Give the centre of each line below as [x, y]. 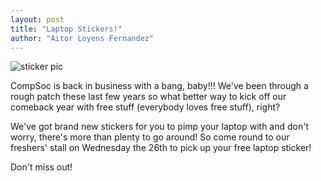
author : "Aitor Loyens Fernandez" [82, 38]
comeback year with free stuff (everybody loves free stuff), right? [145, 107]
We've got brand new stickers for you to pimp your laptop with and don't [160, 127]
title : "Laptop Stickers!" [66, 29]
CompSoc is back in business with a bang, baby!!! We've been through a [159, 86]
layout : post [37, 19]
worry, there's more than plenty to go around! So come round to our [150, 137]
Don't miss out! [41, 167]
